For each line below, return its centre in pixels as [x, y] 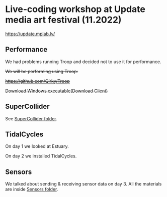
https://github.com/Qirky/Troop [37, 81]
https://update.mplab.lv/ [30, 34]
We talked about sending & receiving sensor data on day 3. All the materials [83, 184]
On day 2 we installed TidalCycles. [41, 156]
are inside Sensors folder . [32, 189]
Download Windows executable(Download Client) [57, 91]
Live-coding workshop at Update [75, 9]
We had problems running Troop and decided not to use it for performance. [83, 62]
